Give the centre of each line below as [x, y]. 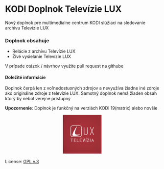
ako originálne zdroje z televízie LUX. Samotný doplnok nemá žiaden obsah [81, 93]
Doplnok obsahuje [27, 40]
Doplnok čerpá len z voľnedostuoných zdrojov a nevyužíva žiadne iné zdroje [82, 88]
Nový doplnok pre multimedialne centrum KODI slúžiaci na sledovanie [75, 23]
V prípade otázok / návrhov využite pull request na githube [64, 66]
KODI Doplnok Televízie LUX [63, 9]
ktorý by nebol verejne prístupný [38, 99]
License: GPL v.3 [22, 162]
